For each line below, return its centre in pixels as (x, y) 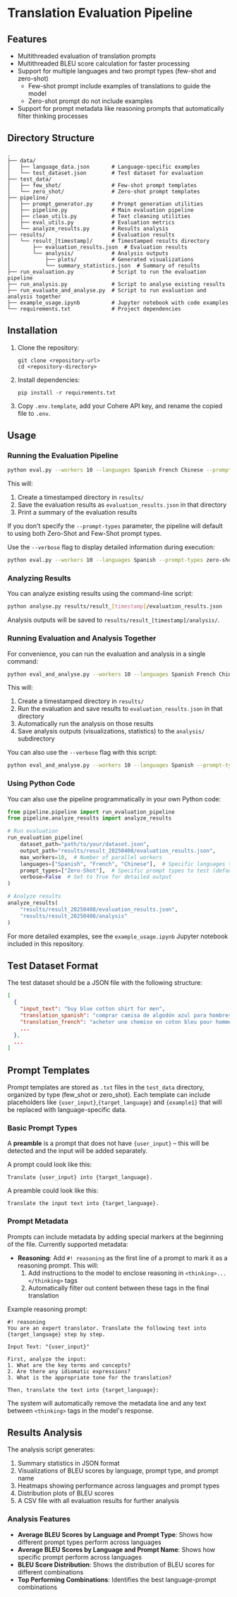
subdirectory (36, 738)
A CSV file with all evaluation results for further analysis (98, 1501)
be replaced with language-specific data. (67, 1110)
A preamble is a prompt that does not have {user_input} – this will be (108, 1143)
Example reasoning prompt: (48, 1309)
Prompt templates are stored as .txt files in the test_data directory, (106, 1087)
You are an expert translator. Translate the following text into (107, 1328)
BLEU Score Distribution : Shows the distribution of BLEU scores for (116, 1565)
